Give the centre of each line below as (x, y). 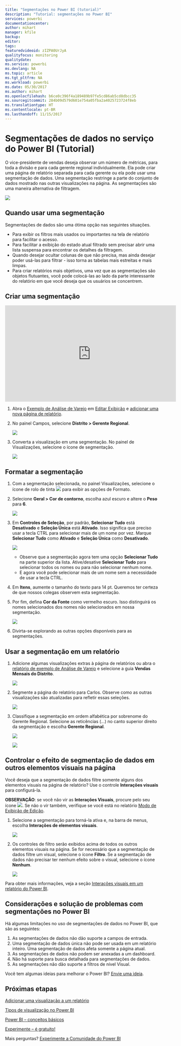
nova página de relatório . (37, 414)
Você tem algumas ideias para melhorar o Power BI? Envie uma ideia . (74, 974)
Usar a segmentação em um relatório (62, 651)
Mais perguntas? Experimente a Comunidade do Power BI (63, 1039)
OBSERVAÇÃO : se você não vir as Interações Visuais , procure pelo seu (78, 799)
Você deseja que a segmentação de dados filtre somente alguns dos (74, 780)
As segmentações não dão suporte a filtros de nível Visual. (71, 964)
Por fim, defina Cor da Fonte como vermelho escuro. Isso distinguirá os (84, 602)
